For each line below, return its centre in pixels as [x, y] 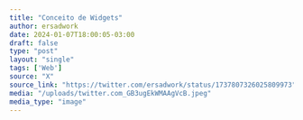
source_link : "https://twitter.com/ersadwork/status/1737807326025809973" [153, 85]
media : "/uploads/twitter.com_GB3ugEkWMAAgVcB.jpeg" [110, 93]
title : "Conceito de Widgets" [66, 18]
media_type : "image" [48, 102]
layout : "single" [42, 60]
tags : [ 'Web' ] [36, 69]
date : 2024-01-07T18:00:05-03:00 [72, 34]
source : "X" [32, 77]
